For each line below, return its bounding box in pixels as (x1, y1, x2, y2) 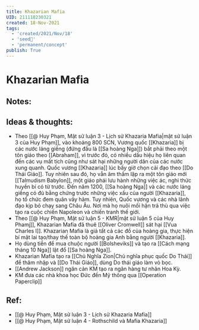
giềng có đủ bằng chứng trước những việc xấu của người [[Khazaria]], (14, 190, 186, 197)
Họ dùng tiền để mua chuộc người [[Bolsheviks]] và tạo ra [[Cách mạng (14, 240, 190, 247)
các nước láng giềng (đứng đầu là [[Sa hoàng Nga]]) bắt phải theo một (14, 145, 187, 152)
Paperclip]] (14, 278, 42, 285)
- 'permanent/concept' (11, 42, 68, 48)
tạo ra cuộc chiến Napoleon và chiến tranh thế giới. (14, 209, 141, 216)
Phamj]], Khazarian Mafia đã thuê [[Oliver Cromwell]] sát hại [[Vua (14, 221, 177, 228)
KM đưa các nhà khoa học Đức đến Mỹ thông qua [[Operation (14, 272, 166, 279)
